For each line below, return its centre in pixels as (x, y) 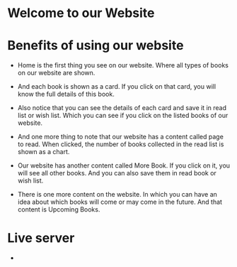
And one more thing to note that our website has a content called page (121, 137)
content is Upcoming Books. (59, 209)
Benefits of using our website (96, 46)
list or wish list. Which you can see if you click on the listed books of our (123, 116)
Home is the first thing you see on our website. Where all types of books (123, 65)
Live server (41, 238)
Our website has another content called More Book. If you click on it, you (124, 165)
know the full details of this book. (66, 94)
